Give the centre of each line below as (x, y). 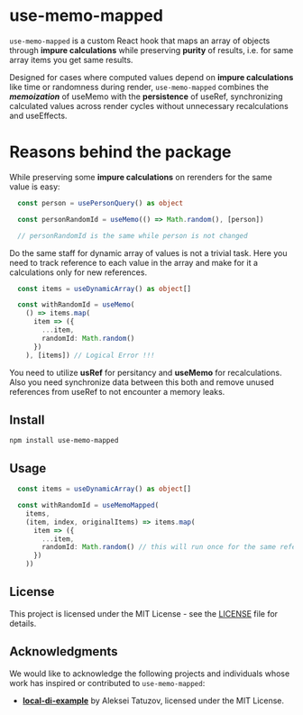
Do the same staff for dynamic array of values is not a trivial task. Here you (148, 252)
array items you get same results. (71, 60)
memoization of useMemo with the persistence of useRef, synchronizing (146, 96)
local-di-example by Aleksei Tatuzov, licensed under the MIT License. (153, 701)
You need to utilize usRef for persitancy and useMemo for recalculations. (146, 372)
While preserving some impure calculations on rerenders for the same (141, 177)
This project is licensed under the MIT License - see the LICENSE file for (143, 613)
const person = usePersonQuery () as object (100, 203)
